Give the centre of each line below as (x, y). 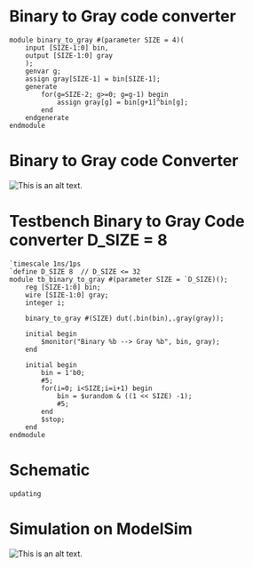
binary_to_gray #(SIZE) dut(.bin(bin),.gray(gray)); (125, 318)
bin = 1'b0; (63, 372)
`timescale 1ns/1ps (45, 264)
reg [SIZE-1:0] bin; (63, 287)
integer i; (45, 303)
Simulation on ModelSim (101, 528)
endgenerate (47, 117)
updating (25, 494)
